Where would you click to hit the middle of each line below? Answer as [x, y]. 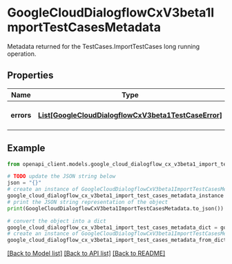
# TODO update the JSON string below [61, 176]
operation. [22, 54]
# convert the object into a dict [57, 221]
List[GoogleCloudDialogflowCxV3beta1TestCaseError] [130, 115]
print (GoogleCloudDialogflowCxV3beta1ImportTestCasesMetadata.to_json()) [116, 208]
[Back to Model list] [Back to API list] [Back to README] [86, 254]
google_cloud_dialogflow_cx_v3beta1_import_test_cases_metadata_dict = [112, 227]
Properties [30, 75]
